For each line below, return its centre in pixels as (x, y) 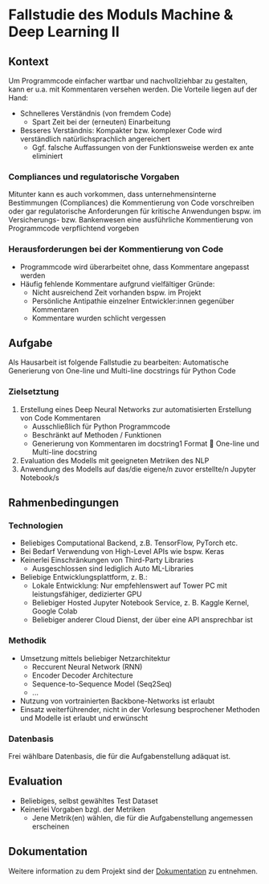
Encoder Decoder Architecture (83, 675)
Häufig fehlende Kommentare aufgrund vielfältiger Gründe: (117, 283)
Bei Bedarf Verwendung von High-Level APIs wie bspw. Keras (122, 552)
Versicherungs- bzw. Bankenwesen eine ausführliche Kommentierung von (131, 220)
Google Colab (55, 611)
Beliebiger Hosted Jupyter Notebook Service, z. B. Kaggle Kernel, (141, 603)
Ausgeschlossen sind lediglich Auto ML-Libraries (113, 568)
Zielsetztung (34, 392)
